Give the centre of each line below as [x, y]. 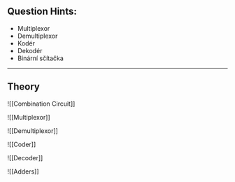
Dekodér [30, 50]
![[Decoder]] [25, 157]
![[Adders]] [23, 171]
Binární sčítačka [41, 58]
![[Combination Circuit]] [41, 104]
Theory [24, 87]
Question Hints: [42, 12]
